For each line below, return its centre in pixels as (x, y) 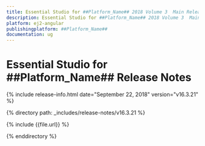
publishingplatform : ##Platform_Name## (57, 29)
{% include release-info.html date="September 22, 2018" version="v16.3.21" (103, 94)
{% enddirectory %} (31, 136)
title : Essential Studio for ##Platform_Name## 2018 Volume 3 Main (95, 12)
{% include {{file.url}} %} (38, 125)
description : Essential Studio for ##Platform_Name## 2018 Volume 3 (95, 18)
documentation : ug (30, 35)
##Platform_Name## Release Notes (99, 78)
